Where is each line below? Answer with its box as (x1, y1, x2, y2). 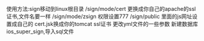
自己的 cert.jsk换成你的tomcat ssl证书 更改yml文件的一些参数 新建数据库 (16, 20, 199, 27)
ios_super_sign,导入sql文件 (6, 28, 75, 35)
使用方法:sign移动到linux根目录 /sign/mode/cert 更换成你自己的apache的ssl (6, 5, 196, 12)
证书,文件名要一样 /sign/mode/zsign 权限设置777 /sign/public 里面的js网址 (6, 13, 192, 20)
